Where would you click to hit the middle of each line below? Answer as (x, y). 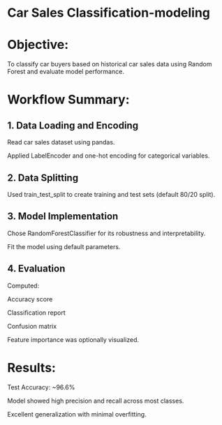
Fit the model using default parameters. (64, 246)
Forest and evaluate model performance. (66, 72)
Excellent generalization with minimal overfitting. (77, 414)
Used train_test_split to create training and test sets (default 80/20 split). (111, 194)
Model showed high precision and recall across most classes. (96, 401)
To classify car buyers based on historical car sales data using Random (110, 64)
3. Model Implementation (63, 217)
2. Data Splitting (43, 178)
